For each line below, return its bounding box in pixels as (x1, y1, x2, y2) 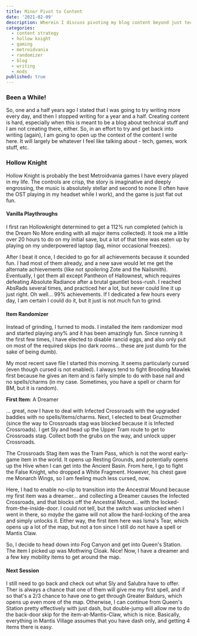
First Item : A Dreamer (6, 396, 59, 403)
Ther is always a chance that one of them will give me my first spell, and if (6, 586, 185, 593)
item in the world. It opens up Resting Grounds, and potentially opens (21, 456, 188, 463)
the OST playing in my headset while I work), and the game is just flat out (6, 191, 183, 198)
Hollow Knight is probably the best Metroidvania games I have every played (6, 172, 189, 179)
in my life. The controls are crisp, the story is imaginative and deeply (6, 178, 171, 185)
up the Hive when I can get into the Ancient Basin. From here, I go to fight (6, 462, 184, 470)
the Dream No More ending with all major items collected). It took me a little (6, 229, 189, 236)
